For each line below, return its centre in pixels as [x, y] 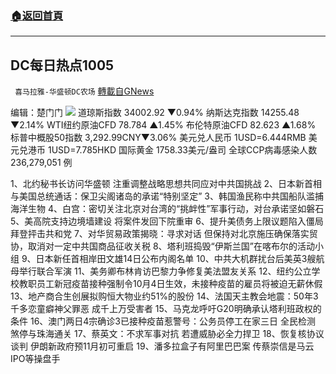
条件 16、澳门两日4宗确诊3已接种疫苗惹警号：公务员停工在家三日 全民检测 [163, 321]
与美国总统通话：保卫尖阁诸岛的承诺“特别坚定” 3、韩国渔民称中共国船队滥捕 [167, 196]
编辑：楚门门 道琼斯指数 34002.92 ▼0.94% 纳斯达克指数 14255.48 [155, 113]
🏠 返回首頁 [37, 15]
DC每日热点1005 [62, 65]
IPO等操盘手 [35, 359]
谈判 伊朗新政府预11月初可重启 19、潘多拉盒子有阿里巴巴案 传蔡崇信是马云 [162, 346]
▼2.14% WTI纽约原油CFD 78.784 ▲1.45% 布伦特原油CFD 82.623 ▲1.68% [163, 125]
